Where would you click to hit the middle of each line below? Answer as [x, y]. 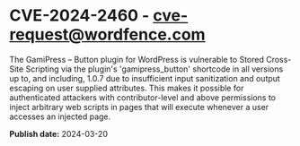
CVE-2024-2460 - [79, 16]
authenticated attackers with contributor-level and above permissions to [143, 97]
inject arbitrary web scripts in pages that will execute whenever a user [139, 107]
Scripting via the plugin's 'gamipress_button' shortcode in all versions [154, 69]
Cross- [279, 59]
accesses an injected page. [60, 116]
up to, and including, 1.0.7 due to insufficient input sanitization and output [145, 78]
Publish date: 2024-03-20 [58, 133]
